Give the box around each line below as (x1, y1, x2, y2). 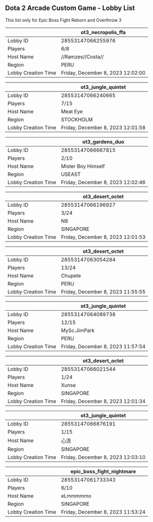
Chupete (61, 272, 81, 279)
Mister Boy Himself (61, 163, 105, 170)
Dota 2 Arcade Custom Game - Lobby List (5, 4, 135, 12)
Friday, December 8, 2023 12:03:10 (61, 454, 146, 461)
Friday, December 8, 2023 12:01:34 (61, 398, 146, 405)
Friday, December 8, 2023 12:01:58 (61, 124, 146, 131)
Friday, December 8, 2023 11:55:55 (61, 288, 146, 295)
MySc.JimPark (61, 327, 95, 333)
